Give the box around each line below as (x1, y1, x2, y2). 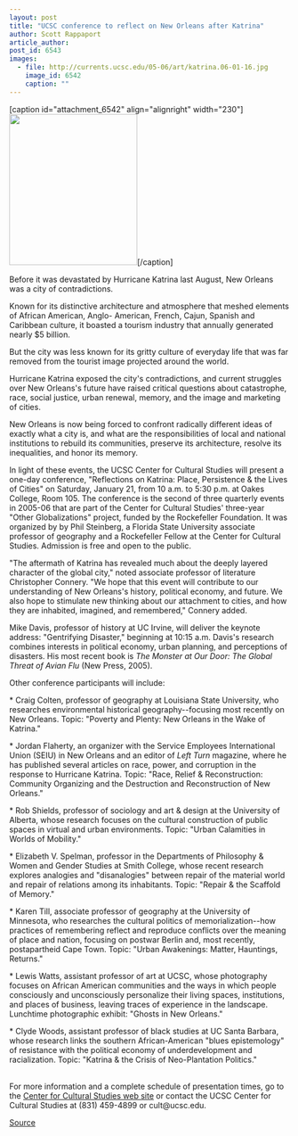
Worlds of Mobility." (9, 833, 82, 844)
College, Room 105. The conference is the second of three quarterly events (9, 492, 285, 504)
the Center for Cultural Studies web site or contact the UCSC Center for (9, 1090, 271, 1101)
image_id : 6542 (25, 71, 82, 80)
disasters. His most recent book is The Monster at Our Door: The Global (9, 650, 273, 661)
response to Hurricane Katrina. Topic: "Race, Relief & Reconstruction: (9, 769, 263, 779)
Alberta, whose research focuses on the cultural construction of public (9, 814, 269, 825)
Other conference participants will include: (9, 677, 165, 687)
